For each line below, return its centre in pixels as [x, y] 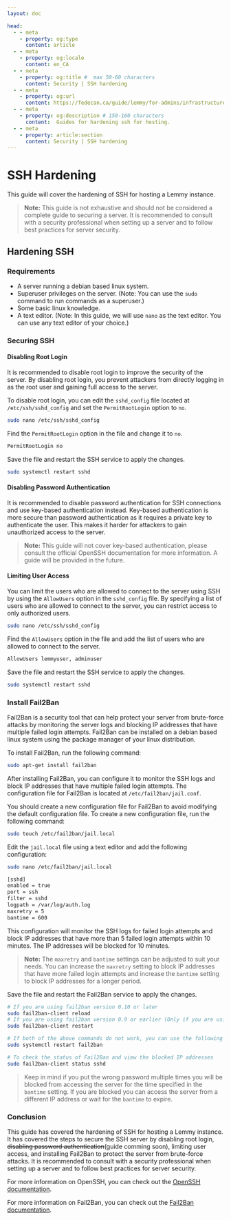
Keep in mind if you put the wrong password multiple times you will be [123, 1077]
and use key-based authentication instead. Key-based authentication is [108, 510]
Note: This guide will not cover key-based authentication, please [115, 545]
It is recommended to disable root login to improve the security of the [105, 372]
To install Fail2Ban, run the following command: [74, 753]
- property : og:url [47, 96]
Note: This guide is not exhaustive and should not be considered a [118, 208]
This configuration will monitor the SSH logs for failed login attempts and [110, 931]
